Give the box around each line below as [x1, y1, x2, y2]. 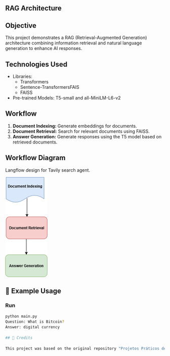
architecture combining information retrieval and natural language [5, 40, 142, 46]
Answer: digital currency [5, 325, 60, 330]
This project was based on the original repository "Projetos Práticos [5, 346, 159, 351]
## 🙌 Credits [5, 335, 33, 340]
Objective [5, 21, 37, 30]
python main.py [5, 314, 37, 319]
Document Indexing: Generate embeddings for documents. [12, 123, 138, 129]
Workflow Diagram [5, 154, 66, 162]
